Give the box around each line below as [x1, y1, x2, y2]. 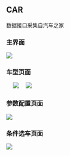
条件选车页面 [6, 129, 44, 137]
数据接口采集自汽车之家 [6, 21, 64, 29]
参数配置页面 [6, 99, 44, 108]
